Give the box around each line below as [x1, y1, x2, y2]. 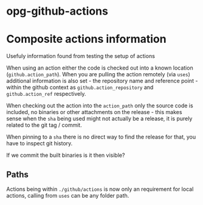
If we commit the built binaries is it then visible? [6, 151, 125, 159]
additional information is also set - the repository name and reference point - [6, 77, 198, 85]
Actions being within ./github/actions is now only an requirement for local [6, 185, 194, 193]
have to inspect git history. [6, 140, 73, 147]
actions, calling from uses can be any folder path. [6, 192, 129, 199]
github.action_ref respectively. [6, 90, 86, 98]
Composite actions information [6, 32, 167, 46]
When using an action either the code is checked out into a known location [6, 64, 193, 71]
